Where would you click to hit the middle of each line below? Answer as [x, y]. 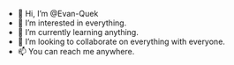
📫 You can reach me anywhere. [76, 51]
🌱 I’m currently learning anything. [78, 32]
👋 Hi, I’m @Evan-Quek [58, 14]
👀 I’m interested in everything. [72, 23]
